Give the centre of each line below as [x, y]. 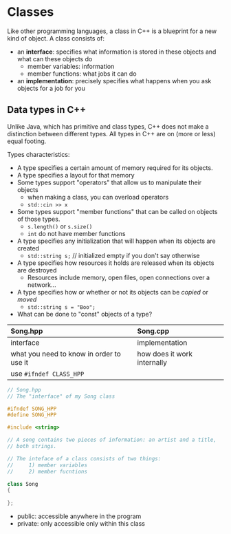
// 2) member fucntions [47, 471]
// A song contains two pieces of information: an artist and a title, [112, 440]
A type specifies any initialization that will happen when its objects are [117, 241]
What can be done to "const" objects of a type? [85, 314]
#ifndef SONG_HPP [32, 409]
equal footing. [27, 141]
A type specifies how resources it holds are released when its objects [115, 263]
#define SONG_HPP [32, 415]
